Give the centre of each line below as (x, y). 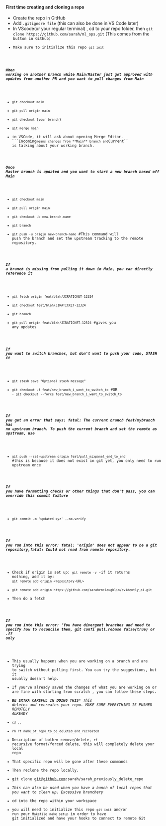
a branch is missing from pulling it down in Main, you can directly (79, 269)
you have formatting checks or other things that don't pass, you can (80, 491)
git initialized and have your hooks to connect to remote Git (79, 818)
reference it (19, 274)
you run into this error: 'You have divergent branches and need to (78, 625)
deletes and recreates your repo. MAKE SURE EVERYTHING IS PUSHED (82, 705)
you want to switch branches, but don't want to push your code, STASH (81, 353)
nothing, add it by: (33, 577)
